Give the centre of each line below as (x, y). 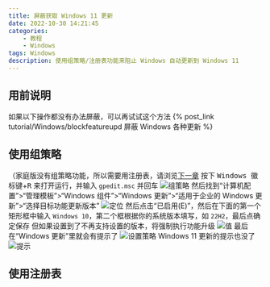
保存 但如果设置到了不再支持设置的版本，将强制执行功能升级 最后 (131, 226)
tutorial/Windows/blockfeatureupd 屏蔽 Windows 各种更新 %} (111, 127)
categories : (28, 31)
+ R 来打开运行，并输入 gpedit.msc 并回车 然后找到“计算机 (133, 185)
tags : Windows (32, 53)
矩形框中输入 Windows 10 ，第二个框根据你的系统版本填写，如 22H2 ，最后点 (131, 215)
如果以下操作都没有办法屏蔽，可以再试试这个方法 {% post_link (112, 116)
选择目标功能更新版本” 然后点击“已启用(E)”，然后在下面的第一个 (143, 206)
